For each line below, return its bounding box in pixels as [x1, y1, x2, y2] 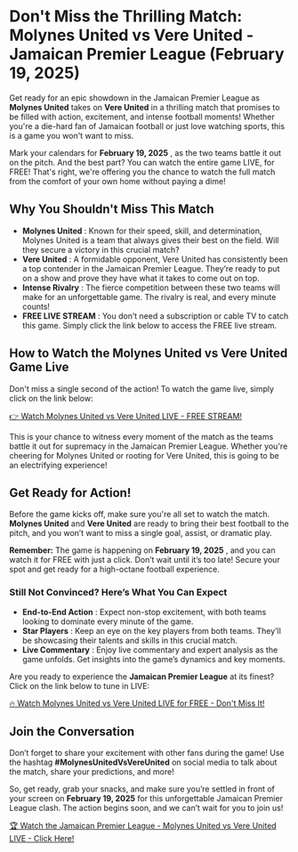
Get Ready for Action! [9, 485, 132, 500]
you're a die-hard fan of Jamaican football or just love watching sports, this [9, 120, 286, 131]
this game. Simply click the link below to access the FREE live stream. [21, 320, 278, 330]
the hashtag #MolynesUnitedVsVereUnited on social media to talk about [9, 757, 278, 767]
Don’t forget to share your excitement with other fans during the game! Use [9, 748, 285, 759]
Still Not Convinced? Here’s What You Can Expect [9, 586, 228, 598]
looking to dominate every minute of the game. [21, 616, 194, 627]
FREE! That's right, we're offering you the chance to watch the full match [9, 166, 276, 177]
